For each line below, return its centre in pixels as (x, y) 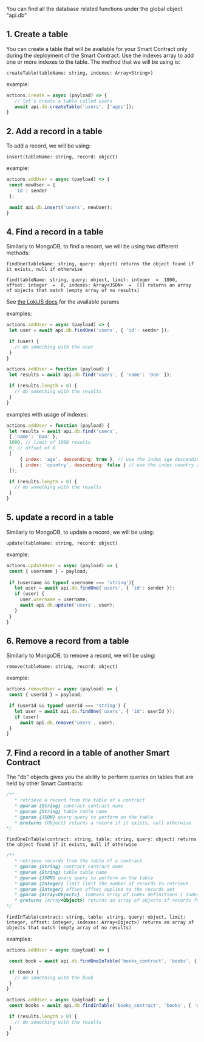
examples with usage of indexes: (47, 414)
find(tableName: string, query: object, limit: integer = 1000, (92, 280)
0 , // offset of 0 (32, 448)
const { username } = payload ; (48, 571)
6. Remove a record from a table (68, 641)
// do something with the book (54, 978)
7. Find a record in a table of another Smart (88, 753)
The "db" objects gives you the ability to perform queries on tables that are (100, 777)
